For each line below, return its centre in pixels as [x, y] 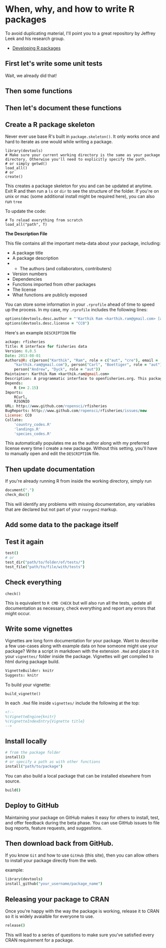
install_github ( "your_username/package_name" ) [54, 884]
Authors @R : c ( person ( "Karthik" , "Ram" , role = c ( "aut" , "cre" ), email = [82, 360]
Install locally [26, 741]
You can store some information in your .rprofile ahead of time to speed [80, 304]
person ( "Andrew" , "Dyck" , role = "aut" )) [57, 370]
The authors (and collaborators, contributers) [66, 269]
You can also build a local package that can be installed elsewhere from [78, 776]
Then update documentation [50, 469]
